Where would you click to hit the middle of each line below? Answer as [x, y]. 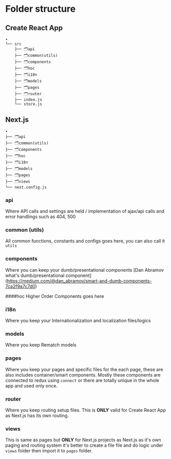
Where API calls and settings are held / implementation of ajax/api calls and [85, 211]
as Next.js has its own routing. [37, 416]
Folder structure [40, 9]
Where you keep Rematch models [41, 345]
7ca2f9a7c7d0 [20, 286]
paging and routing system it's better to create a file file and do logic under [84, 445]
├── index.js [28, 100]
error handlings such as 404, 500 [40, 217]
